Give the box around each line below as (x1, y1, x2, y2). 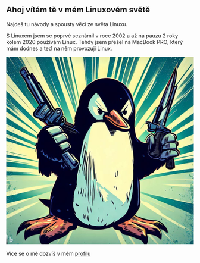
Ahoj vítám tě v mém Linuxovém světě (6, 5, 151, 15)
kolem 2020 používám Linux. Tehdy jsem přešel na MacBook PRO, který (6, 38, 183, 45)
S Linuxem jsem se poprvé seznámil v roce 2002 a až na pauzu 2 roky (6, 32, 179, 39)
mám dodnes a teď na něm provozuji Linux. (6, 45, 112, 52)
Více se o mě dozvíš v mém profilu (6, 250, 91, 257)
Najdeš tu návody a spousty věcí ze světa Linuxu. (6, 20, 128, 27)
